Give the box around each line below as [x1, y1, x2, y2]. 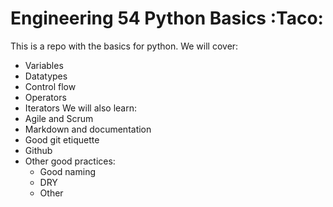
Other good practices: [24, 155, 116, 167]
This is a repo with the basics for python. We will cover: [10, 40, 239, 52]
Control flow [24, 80, 77, 92]
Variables [24, 59, 64, 71]
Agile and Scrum [24, 112, 94, 124]
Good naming [39, 165, 96, 177]
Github [24, 144, 53, 156]
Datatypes [24, 70, 68, 82]
